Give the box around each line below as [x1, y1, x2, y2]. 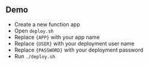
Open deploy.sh [14, 27, 54, 34]
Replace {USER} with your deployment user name [14, 40, 135, 47]
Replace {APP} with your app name [14, 33, 100, 41]
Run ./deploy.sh [14, 52, 56, 59]
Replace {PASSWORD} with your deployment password [14, 46, 144, 53]
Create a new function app [14, 20, 80, 28]
